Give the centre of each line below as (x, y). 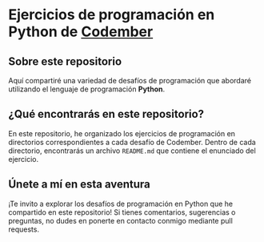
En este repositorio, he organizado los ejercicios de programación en (122, 133)
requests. (24, 229)
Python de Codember (81, 32)
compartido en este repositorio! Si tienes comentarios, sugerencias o (122, 212)
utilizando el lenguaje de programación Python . (87, 89)
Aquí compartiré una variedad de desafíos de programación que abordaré (130, 81)
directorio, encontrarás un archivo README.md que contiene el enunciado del (132, 151)
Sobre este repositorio (65, 61)
